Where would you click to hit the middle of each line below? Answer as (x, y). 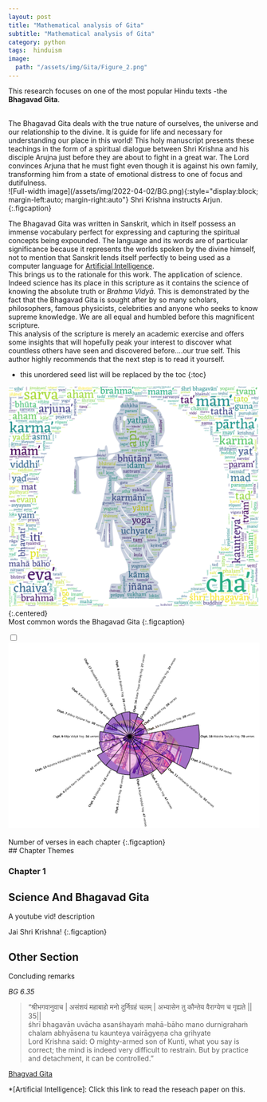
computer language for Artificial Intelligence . (81, 266)
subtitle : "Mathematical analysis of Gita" (82, 33)
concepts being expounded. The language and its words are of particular (128, 240)
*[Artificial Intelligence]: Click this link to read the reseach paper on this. (127, 1089)
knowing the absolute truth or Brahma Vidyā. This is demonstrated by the (129, 291)
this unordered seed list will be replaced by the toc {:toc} (113, 374)
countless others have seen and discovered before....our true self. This (124, 350)
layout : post (30, 17)
